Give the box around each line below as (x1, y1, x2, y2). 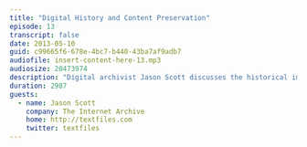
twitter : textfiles (26, 124, 101, 133)
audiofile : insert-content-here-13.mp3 (9, 56, 162, 65)
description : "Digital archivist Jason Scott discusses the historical (9, 73, 288, 82)
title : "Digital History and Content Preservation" (9, 13, 210, 23)
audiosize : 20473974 (9, 65, 89, 74)
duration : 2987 (9, 81, 68, 90)
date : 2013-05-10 (9, 38, 76, 48)
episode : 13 (9, 22, 55, 31)
